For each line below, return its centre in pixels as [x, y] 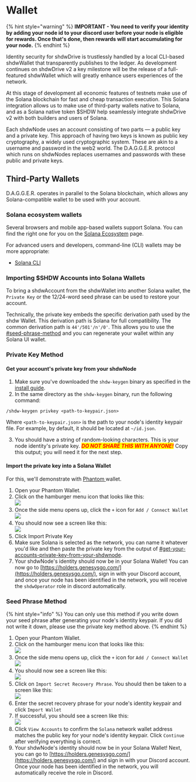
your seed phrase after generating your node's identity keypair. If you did [94, 620]
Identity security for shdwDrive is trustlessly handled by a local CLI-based [95, 56]
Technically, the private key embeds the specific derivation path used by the [98, 314]
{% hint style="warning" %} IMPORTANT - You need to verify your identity [97, 26]
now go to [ [28, 567]
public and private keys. [35, 160]
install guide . [30, 388]
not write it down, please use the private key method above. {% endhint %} [97, 626]
